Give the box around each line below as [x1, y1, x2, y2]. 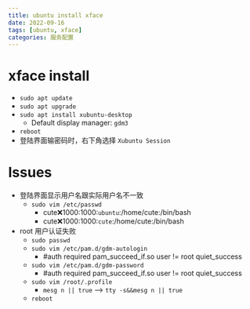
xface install [8, 67, 90, 85]
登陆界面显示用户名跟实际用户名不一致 [19, 191, 143, 200]
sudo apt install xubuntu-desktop [19, 111, 132, 119]
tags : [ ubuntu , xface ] [8, 26, 82, 34]
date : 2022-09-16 [8, 19, 65, 27]
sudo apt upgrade [19, 103, 77, 111]
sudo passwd [31, 237, 71, 245]
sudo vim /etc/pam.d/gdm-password [31, 262, 144, 270]
